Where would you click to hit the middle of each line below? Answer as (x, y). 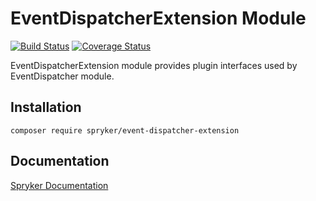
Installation (46, 107)
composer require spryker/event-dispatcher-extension (125, 130)
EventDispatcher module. (62, 76)
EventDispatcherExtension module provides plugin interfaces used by (154, 65)
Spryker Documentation (59, 185)
